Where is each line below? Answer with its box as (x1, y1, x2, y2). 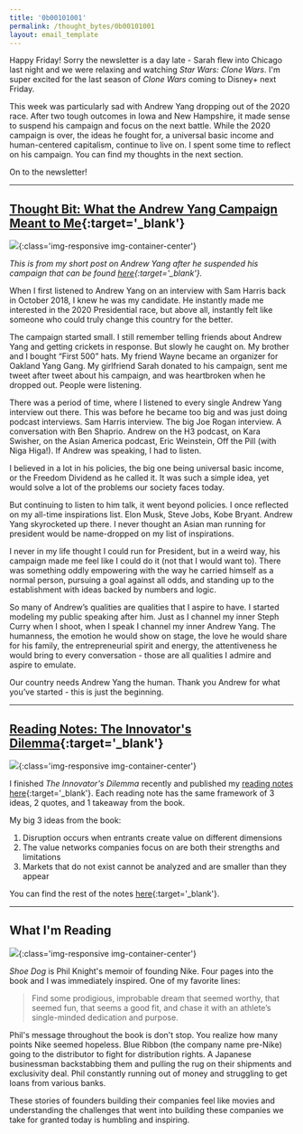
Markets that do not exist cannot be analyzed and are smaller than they (22, 861, 287, 872)
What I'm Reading (9, 923, 112, 939)
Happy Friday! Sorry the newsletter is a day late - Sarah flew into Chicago (9, 55, 282, 66)
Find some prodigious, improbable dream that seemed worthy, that (31, 992, 280, 1004)
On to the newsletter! (9, 166, 87, 177)
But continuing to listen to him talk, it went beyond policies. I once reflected (9, 499, 289, 511)
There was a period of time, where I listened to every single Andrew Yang (9, 397, 282, 408)
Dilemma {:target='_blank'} (9, 735, 164, 751)
